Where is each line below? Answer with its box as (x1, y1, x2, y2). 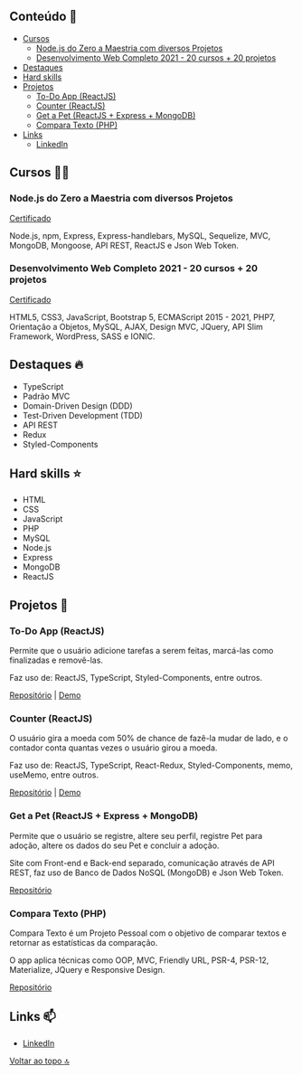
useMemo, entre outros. (9, 769, 99, 780)
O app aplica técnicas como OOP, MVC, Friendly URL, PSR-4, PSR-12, (9, 955, 269, 966)
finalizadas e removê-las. (9, 655, 104, 665)
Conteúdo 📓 (9, 9, 78, 24)
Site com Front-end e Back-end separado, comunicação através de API (9, 857, 275, 868)
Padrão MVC (22, 391, 71, 401)
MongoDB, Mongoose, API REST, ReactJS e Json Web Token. (9, 240, 240, 250)
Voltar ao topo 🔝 (9, 1055, 71, 1066)
